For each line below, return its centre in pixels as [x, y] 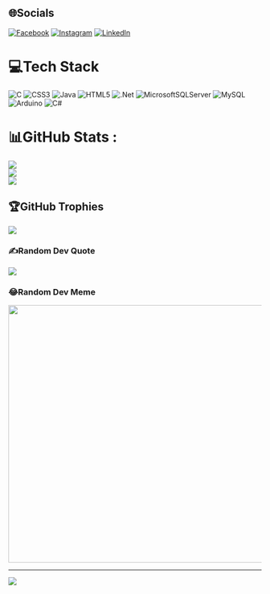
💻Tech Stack [54, 67]
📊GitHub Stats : [63, 137]
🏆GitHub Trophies [56, 207]
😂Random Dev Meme [52, 291]
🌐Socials [31, 13]
